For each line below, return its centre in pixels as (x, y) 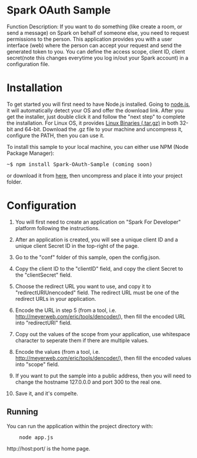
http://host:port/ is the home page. (49, 449)
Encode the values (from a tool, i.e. (58, 351)
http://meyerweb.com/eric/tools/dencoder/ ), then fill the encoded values (103, 358)
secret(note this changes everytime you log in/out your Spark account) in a (98, 58)
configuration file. (28, 64)
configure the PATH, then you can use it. (56, 135)
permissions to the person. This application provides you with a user (89, 39)
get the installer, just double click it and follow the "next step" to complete (96, 117)
